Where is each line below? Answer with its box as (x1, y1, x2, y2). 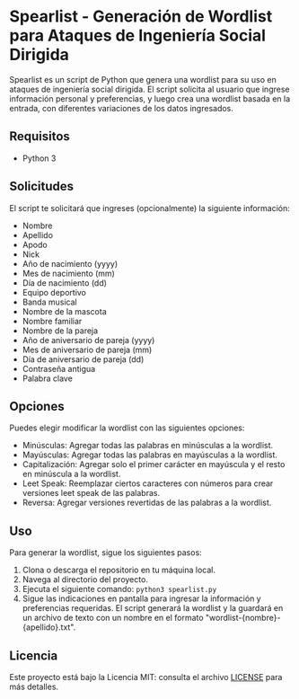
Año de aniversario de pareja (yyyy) (22, 334, 155, 345)
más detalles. (9, 681, 59, 692)
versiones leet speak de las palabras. (22, 488, 160, 499)
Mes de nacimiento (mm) (22, 268, 115, 279)
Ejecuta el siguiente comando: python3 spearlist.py (22, 584, 217, 595)
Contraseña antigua (22, 363, 96, 374)
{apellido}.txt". (22, 622, 76, 633)
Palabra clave (22, 373, 74, 384)
